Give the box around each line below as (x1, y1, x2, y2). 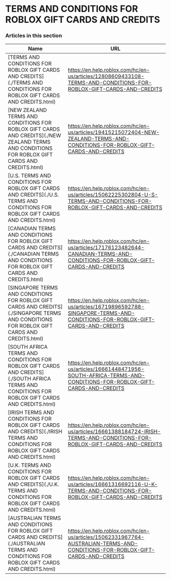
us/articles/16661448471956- (68, 366, 145, 373)
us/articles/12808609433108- (68, 73, 145, 80)
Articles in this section (5, 32, 62, 39)
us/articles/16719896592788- (68, 304, 145, 311)
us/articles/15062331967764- (68, 534, 145, 541)
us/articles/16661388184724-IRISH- (68, 428, 161, 435)
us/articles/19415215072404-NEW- (68, 129, 159, 136)
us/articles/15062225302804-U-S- (68, 191, 158, 199)
